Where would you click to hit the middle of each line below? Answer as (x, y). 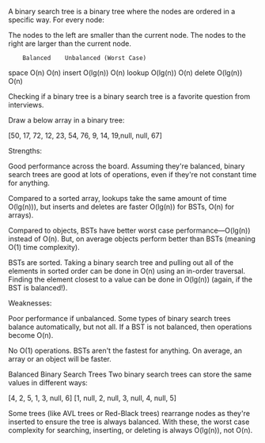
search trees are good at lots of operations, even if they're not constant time (132, 174)
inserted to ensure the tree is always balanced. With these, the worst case (129, 422)
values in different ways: (48, 382)
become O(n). (31, 335)
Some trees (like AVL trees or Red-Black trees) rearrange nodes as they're (129, 413)
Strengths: (25, 151)
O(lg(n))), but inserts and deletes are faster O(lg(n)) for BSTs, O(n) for (121, 206)
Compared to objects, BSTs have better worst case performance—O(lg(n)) (129, 230)
